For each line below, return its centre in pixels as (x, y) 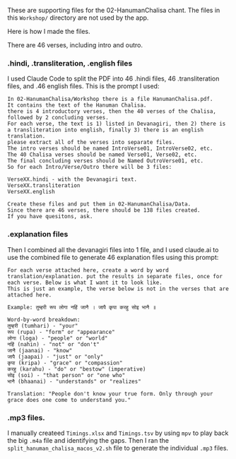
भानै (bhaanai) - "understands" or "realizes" (74, 381)
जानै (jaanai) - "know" (40, 350)
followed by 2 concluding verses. (58, 118)
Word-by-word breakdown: (44, 320)
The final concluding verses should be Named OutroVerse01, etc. (105, 161)
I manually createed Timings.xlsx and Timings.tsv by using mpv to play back (118, 433)
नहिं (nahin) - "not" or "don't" (54, 344)
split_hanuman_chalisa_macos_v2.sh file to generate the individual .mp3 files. (118, 448)
